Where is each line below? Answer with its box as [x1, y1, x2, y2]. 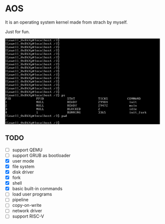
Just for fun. [5, 28, 30, 34]
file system [12, 163, 35, 169]
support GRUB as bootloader [12, 152, 71, 158]
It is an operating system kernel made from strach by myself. [5, 19, 128, 25]
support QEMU [12, 147, 43, 153]
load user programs [12, 191, 53, 197]
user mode [12, 158, 34, 164]
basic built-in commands [12, 186, 63, 192]
